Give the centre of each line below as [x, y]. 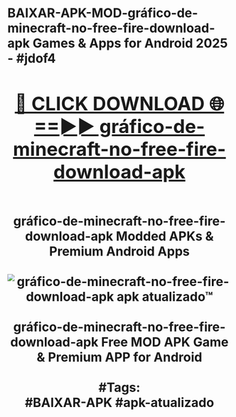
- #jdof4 [32, 59]
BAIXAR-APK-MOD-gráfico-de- [103, 13]
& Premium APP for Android [119, 357]
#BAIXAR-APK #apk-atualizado [119, 402]
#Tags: [119, 387]
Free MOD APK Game [165, 342]
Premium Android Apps [119, 251]
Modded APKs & [165, 236]
